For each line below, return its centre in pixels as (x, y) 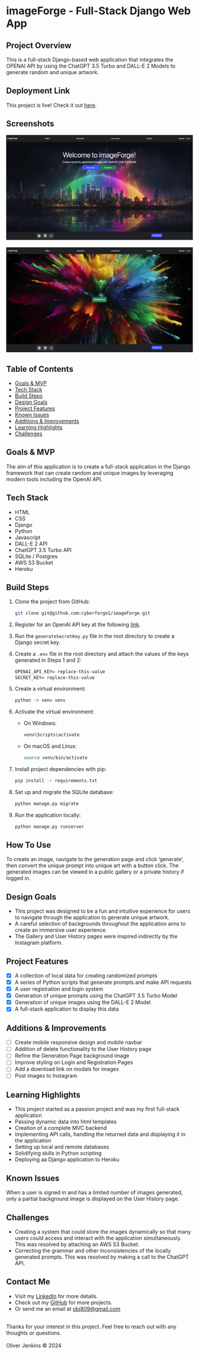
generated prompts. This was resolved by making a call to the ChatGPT (102, 1257)
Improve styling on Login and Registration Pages (74, 1062)
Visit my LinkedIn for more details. (56, 1296)
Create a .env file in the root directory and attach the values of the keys (102, 654)
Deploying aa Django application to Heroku (67, 1159)
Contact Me (28, 1282)
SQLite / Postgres (36, 556)
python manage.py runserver (49, 826)
